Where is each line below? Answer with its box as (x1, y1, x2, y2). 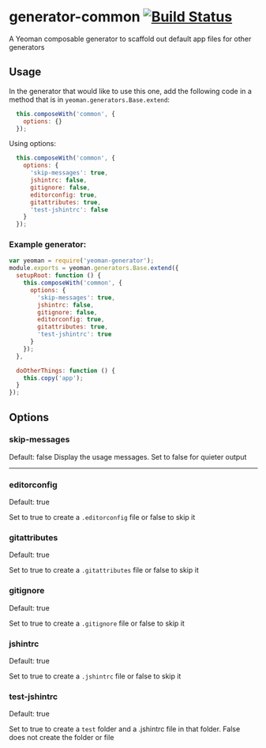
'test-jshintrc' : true (37, 330, 112, 339)
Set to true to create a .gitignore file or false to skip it (9, 618, 185, 628)
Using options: (9, 139, 57, 148)
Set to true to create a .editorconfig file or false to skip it (9, 513, 196, 522)
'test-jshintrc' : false (29, 205, 109, 213)
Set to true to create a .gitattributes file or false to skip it (9, 566, 200, 575)
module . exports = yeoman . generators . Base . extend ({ (9, 265, 179, 273)
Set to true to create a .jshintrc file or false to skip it (9, 671, 182, 681)
